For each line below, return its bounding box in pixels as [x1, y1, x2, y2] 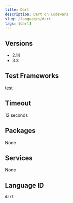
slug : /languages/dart [5, 16, 51, 21]
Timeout [5, 99, 32, 107]
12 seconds [5, 112, 28, 118]
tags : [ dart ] [5, 21, 32, 26]
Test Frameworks [5, 72, 59, 80]
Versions [5, 39, 33, 47]
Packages [5, 127, 36, 135]
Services [5, 154, 33, 162]
